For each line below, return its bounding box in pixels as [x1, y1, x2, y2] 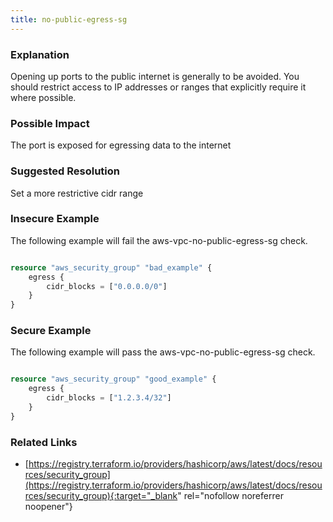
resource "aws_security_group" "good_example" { [10, 374, 217, 385]
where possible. [10, 91, 77, 103]
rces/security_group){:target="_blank [24, 490, 178, 502]
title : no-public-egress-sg [10, 14, 128, 25]
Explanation [10, 47, 70, 61]
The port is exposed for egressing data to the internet [10, 139, 232, 151]
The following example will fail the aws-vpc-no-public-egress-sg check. [10, 234, 308, 246]
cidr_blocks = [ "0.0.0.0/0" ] [46, 281, 168, 291]
